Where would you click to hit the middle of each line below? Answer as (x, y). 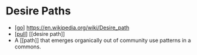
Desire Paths (38, 11)
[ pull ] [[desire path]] (39, 33)
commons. (28, 47)
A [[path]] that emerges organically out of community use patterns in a (103, 40)
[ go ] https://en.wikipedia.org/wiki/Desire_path (72, 27)
